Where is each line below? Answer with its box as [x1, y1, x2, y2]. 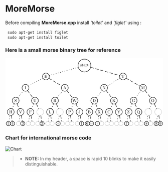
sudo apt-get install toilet [7, 35, 69, 40]
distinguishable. [25, 161, 58, 167]
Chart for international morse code [5, 134, 92, 141]
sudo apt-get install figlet [7, 30, 69, 35]
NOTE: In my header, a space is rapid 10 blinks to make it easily [25, 155, 156, 161]
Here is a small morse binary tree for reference [5, 46, 121, 53]
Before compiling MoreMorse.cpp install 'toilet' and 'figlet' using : [5, 20, 142, 26]
